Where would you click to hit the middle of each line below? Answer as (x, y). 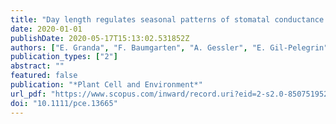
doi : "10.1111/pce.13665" (64, 103)
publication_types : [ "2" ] (64, 57)
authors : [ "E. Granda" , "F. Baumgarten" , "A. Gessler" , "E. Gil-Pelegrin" (169, 47)
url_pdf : (28, 94)
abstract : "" (37, 66)
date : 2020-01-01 (46, 29)
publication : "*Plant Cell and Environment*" (106, 85)
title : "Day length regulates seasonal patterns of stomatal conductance (167, 19)
